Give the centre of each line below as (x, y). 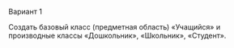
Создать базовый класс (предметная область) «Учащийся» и (115, 27)
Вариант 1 (26, 12)
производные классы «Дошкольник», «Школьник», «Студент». (117, 36)
